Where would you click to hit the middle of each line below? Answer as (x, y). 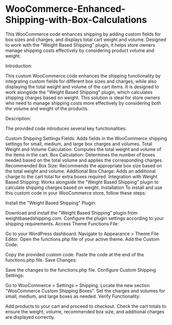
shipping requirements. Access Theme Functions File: (62, 223)
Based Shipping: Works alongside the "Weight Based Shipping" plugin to (82, 182)
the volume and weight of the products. (47, 108)
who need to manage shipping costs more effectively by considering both (83, 103)
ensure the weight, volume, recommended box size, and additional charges (85, 312)
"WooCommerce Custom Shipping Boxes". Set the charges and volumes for (85, 291)
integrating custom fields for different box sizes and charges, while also (81, 81)
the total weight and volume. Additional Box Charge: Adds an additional (80, 171)
